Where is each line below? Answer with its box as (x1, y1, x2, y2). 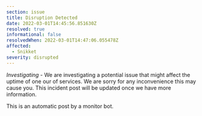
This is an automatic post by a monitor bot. (6, 102, 114, 110)
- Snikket (12, 49, 37, 55)
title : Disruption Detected (6, 15, 78, 21)
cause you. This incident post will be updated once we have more (6, 84, 171, 92)
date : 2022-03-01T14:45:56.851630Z (6, 20, 97, 26)
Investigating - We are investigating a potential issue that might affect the (6, 71, 190, 78)
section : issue (6, 9, 45, 15)
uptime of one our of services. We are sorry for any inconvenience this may (6, 78, 197, 85)
